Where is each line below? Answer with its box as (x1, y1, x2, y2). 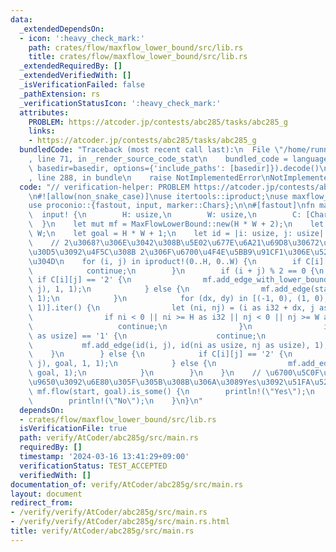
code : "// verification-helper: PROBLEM (19, 182, 190, 192)
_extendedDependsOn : (19, 24, 105, 34)
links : (28, 126, 56, 136)
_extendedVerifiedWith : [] (19, 71, 132, 81)
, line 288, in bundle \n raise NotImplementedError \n (28, 172, 271, 183)
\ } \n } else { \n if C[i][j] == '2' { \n (28, 349, 293, 360)
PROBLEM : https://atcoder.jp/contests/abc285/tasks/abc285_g (28, 117, 288, 127)
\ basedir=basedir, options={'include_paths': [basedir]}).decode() (28, 163, 320, 173)
